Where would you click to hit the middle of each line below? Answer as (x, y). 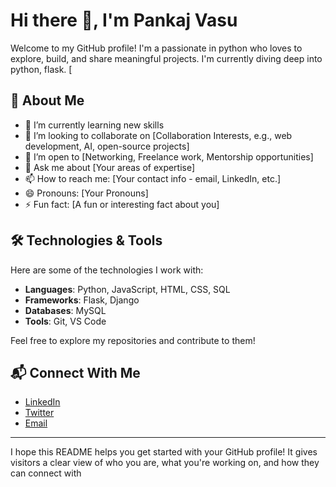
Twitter (39, 413)
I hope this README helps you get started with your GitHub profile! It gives (164, 452)
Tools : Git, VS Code (65, 321)
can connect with (46, 473)
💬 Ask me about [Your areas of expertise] (110, 167)
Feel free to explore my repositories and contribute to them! (133, 340)
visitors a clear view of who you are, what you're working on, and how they (165, 463)
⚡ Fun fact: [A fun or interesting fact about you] (122, 204)
